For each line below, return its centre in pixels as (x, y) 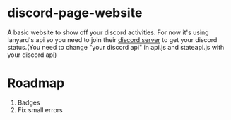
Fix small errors (40, 109)
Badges (29, 102)
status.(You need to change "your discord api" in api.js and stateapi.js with (116, 47)
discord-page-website (75, 13)
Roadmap (36, 83)
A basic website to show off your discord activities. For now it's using (108, 32)
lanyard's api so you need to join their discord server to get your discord (112, 39)
